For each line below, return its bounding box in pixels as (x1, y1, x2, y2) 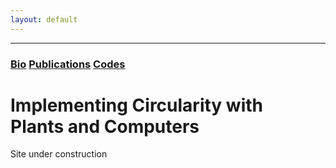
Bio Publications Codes (10, 57, 126, 71)
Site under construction (10, 148, 108, 160)
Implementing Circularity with (10, 94, 263, 116)
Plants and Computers (10, 115, 200, 138)
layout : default (10, 14, 78, 25)
